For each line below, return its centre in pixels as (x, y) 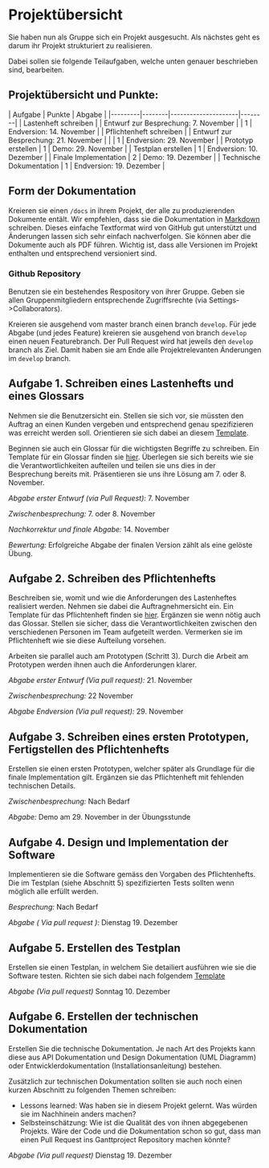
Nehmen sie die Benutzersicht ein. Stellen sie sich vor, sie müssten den (126, 415)
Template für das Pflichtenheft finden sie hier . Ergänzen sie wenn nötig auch (134, 615)
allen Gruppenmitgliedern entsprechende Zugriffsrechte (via (108, 300)
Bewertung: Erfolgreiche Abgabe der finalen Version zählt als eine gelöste (130, 545)
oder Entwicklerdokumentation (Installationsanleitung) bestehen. (115, 1065)
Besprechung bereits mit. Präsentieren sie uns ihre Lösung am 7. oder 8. (127, 474)
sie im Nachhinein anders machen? (78, 1114)
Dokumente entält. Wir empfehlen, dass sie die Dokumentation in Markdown (134, 219)
